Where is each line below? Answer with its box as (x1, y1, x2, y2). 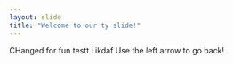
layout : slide (9, 12, 62, 22)
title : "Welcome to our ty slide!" (9, 21, 141, 30)
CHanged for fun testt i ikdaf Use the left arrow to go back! (9, 45, 225, 55)
